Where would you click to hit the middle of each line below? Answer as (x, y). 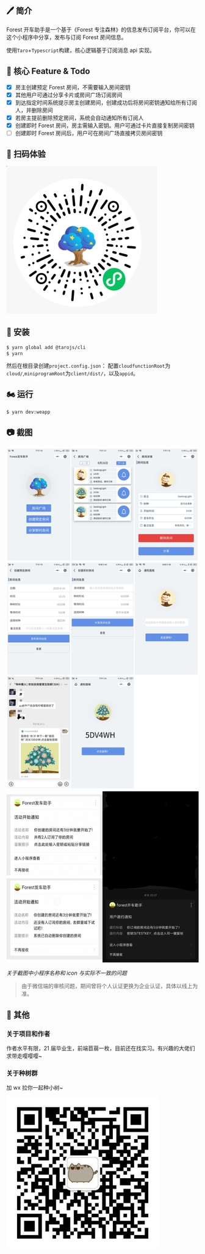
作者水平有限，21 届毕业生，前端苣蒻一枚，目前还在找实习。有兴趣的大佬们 (101, 1048)
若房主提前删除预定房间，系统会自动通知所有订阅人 (79, 117)
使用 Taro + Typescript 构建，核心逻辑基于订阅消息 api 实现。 (81, 50)
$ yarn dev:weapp (28, 412)
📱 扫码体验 (26, 154)
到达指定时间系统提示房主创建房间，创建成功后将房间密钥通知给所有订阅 (106, 102)
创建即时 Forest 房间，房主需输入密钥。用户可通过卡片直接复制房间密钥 (105, 125)
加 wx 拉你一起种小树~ (35, 1088)
